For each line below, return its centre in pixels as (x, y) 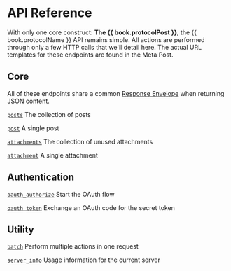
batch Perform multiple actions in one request (73, 246)
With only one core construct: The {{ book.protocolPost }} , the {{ (102, 32)
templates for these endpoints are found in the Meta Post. (90, 55)
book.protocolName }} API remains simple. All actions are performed (106, 39)
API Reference (50, 13)
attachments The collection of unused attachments (80, 141)
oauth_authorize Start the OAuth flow (61, 194)
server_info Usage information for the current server (84, 260)
